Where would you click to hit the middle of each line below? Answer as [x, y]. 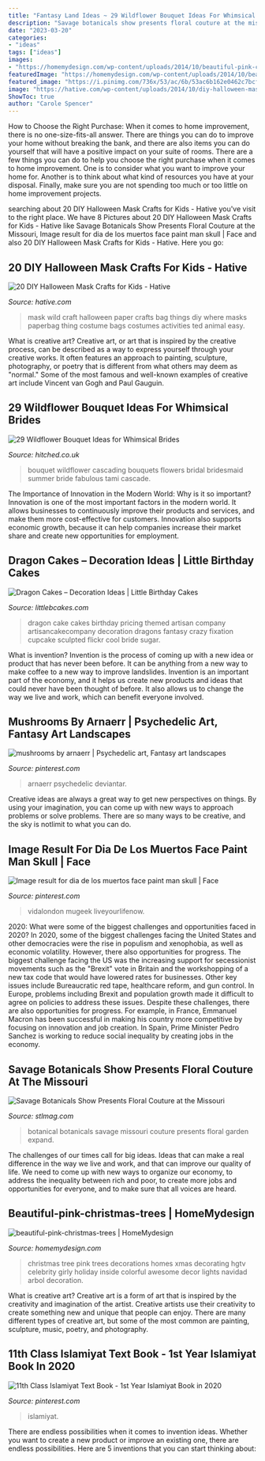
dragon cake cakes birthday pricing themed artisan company [127, 623]
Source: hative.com [40, 302]
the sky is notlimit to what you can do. [70, 825]
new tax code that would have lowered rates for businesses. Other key [123, 977]
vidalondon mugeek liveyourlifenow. [86, 912]
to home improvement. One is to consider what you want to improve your [127, 169]
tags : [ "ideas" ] [35, 52]
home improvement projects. [55, 194]
